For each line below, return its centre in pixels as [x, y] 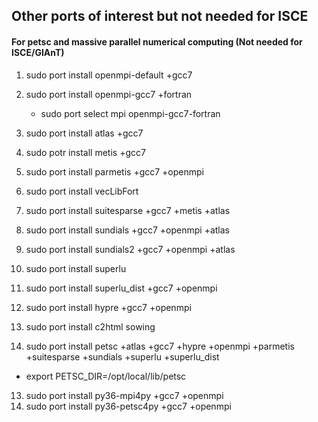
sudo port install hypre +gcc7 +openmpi [108, 307]
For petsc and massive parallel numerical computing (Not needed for [157, 41]
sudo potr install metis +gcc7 [85, 152]
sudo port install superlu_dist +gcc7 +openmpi [121, 288]
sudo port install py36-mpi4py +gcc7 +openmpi [124, 395]
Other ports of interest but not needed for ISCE [160, 16]
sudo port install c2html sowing [90, 326]
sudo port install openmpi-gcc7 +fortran [109, 94]
